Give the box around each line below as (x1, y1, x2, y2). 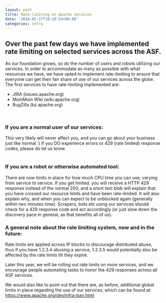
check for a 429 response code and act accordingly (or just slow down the (5, 206, 158, 212)
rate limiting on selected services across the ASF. (5, 47, 162, 56)
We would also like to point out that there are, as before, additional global (5, 282, 155, 288)
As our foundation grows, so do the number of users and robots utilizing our (5, 61, 161, 67)
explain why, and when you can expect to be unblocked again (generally (5, 196, 153, 202)
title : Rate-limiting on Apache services (5, 12, 92, 17)
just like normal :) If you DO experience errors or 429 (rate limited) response (5, 140, 161, 147)
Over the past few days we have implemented (5, 39, 150, 48)
